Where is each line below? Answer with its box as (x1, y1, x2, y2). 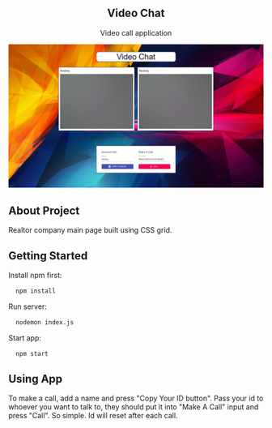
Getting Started (8, 249, 88, 263)
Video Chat (107, 6, 165, 20)
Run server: (8, 302, 47, 311)
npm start (15, 349, 49, 357)
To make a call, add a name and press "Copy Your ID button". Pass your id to (8, 393, 264, 404)
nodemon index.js (15, 318, 74, 327)
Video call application (100, 28, 172, 37)
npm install (15, 287, 57, 295)
